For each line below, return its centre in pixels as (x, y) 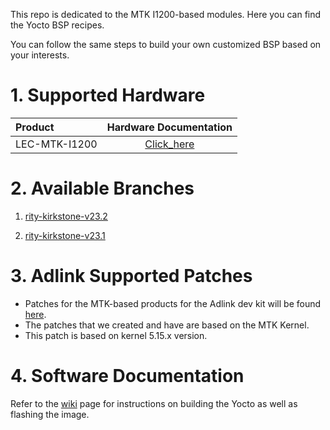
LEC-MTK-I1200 (56, 144)
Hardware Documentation (169, 127)
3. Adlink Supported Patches (131, 276)
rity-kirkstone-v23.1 (65, 235)
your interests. (40, 55)
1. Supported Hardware (108, 95)
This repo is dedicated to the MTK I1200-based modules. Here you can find (166, 14)
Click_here (169, 144)
